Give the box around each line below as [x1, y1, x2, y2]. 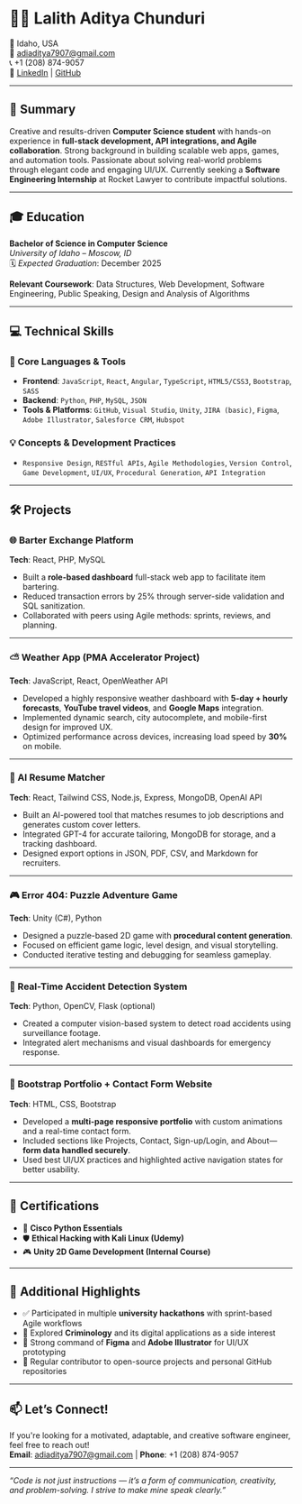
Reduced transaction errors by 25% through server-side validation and [22, 591, 285, 602]
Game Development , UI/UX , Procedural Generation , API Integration [22, 466, 266, 477]
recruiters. [22, 857, 61, 868]
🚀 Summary [9, 102, 76, 117]
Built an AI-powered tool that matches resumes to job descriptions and [22, 809, 285, 820]
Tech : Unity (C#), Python [9, 912, 102, 923]
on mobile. [22, 740, 62, 751]
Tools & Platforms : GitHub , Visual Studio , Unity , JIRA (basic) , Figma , [22, 405, 280, 416]
